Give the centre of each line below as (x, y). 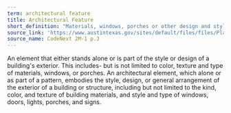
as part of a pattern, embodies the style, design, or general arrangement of (113, 80)
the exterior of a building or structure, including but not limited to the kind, (112, 88)
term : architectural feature (49, 13)
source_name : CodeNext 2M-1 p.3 (53, 39)
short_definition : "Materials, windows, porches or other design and (109, 26)
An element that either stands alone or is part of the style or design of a (108, 58)
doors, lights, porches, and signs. (54, 102)
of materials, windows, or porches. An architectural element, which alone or (114, 73)
